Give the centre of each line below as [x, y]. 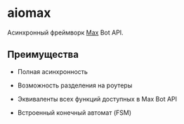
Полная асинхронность [52, 71]
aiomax [29, 13]
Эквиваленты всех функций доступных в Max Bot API [97, 99]
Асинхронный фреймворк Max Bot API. [66, 32]
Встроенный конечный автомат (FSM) [74, 112]
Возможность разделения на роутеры [75, 85]
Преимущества [43, 55]
